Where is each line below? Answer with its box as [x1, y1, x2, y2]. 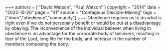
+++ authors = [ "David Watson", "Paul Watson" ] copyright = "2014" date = [5, 4, 161, 10]
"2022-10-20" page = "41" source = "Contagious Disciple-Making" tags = [5, 9, 157, 15]
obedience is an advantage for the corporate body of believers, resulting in [5, 31, 160, 36]
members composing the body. [5, 41, 70, 47]
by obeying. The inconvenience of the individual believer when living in [5, 25, 151, 31]
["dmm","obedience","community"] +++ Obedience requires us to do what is [5, 15, 162, 20]
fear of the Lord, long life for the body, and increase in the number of [5, 36, 147, 42]
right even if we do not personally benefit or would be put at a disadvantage [5, 20, 161, 26]
